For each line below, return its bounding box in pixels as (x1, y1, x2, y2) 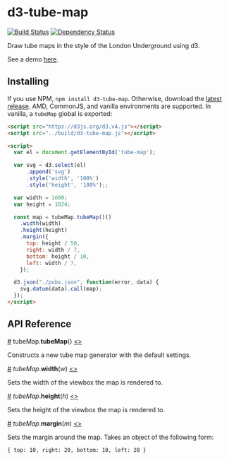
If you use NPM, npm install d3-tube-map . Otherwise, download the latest (7, 94, 222, 103)
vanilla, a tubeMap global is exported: (7, 109, 113, 117)
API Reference (7, 318, 72, 330)
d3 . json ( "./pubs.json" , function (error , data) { (13, 279, 159, 286)
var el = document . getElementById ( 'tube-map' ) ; (13, 149, 156, 156)
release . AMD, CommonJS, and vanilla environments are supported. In (7, 102, 211, 110)
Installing (7, 76, 49, 88)
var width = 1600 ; (13, 194, 68, 202)
